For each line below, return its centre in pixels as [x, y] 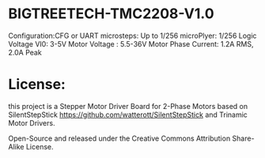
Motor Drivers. [32, 122]
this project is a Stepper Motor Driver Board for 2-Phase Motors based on [128, 106]
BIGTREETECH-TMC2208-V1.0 [112, 14]
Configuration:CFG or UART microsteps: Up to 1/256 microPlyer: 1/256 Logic [132, 36]
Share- [243, 138]
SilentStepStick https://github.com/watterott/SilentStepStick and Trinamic [128, 115]
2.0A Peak [25, 52]
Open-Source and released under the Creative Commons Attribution [119, 138]
